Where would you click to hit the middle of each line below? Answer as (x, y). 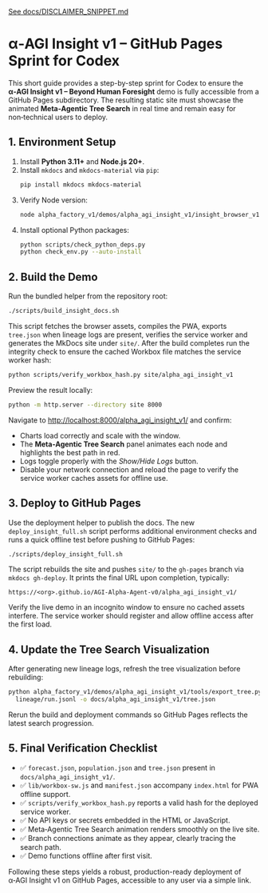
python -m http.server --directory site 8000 (85, 404)
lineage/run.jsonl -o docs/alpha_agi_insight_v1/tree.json (116, 699)
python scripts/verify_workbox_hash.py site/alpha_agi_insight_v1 (121, 374)
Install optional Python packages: (74, 230)
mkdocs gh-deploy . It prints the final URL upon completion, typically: (119, 578)
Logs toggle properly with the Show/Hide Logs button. (109, 461)
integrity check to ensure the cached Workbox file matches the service (125, 351)
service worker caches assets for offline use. (94, 478)
